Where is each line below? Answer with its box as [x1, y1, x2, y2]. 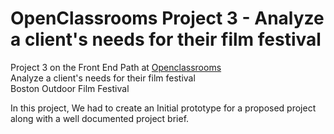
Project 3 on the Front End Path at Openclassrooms [10, 61, 222, 73]
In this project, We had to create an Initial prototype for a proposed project [10, 102, 317, 114]
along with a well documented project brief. [10, 112, 190, 124]
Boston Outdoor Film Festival [10, 82, 130, 94]
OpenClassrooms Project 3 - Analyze [10, 7, 325, 30]
